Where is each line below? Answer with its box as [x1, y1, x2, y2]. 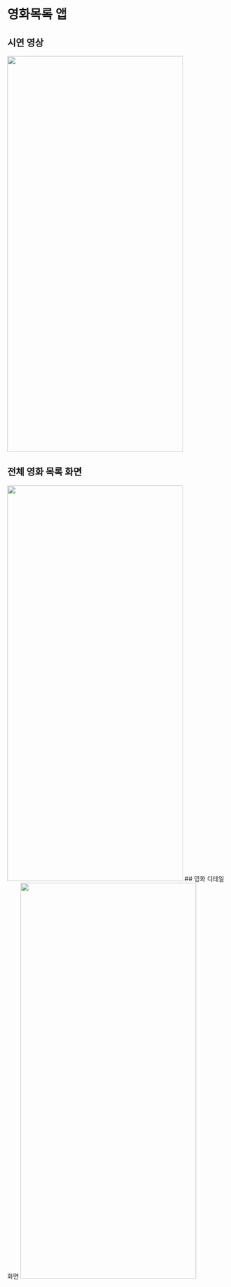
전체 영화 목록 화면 [7, 466, 82, 478]
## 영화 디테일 [184, 874, 225, 883]
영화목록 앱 [7, 6, 67, 23]
